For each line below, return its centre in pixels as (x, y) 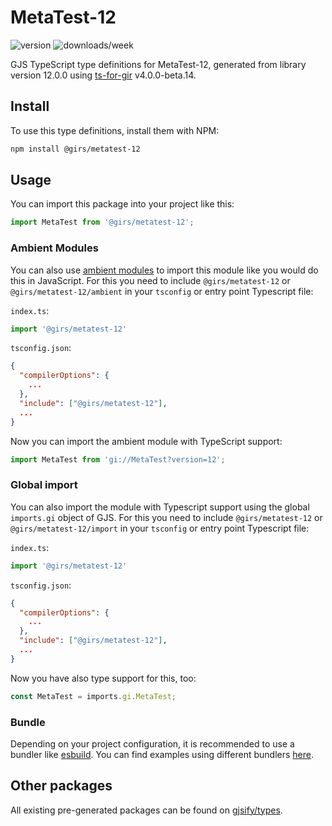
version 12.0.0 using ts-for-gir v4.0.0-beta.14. (103, 75)
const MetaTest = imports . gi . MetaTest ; (93, 696)
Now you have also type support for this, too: (103, 678)
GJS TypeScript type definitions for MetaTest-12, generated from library (158, 64)
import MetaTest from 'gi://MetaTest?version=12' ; (118, 459)
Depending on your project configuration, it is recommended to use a (152, 743)
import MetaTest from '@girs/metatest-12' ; (102, 222)
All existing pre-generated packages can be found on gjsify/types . (146, 810)
